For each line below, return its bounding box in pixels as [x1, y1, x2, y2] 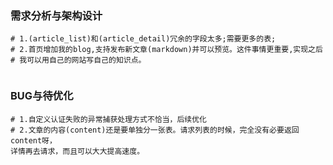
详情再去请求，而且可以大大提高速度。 [10, 146, 145, 156]
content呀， [10, 135, 57, 146]
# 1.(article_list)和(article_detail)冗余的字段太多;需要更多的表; [10, 34, 277, 44]
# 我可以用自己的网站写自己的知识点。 [10, 55, 147, 66]
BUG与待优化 [10, 89, 74, 103]
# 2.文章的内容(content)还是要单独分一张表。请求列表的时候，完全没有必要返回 [10, 125, 300, 135]
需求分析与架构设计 [10, 8, 103, 22]
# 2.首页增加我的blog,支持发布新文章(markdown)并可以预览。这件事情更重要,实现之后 [10, 45, 323, 55]
